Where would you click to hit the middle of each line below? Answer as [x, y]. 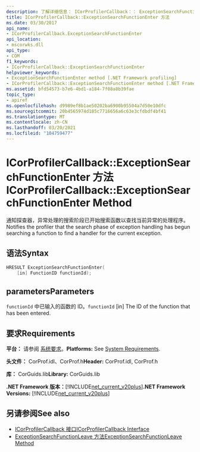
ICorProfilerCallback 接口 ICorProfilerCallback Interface [82, 429]
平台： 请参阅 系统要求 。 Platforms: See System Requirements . [83, 349]
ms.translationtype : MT [36, 117]
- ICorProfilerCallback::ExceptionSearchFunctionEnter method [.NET [93, 84]
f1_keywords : [22, 61]
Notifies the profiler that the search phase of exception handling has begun [98, 227]
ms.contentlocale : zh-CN [37, 123]
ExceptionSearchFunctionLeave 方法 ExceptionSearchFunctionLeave [99, 436]
